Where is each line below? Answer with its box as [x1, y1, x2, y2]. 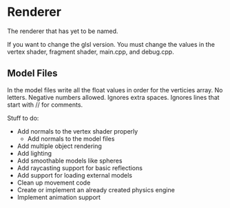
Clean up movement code [17, 178, 91, 187]
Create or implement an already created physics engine [17, 185, 176, 194]
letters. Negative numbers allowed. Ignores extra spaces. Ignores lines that [7, 93, 220, 101]
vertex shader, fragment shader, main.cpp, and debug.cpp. [7, 48, 174, 56]
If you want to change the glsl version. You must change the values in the [7, 40, 216, 48]
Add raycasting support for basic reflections [17, 163, 143, 172]
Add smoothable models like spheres [17, 156, 123, 165]
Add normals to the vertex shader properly [17, 127, 138, 135]
